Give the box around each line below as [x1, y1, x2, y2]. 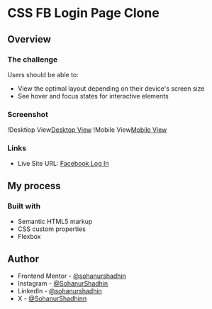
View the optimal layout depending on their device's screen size [17, 84, 205, 93]
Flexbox [17, 232, 41, 241]
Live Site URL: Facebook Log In [17, 159, 109, 168]
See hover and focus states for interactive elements [17, 91, 169, 100]
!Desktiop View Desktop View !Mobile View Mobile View [7, 125, 167, 134]
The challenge [7, 55, 58, 64]
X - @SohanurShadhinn [17, 294, 87, 303]
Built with [7, 201, 41, 210]
